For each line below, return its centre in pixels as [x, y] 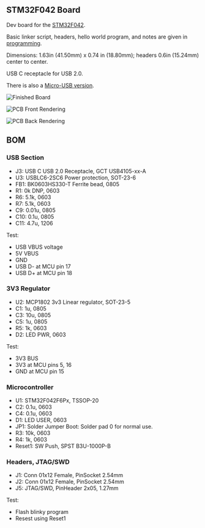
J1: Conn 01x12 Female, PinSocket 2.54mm [69, 475]
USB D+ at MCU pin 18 [43, 273]
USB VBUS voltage [39, 247]
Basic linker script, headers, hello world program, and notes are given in [97, 37]
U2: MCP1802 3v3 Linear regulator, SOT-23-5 [73, 302]
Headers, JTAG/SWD [38, 462]
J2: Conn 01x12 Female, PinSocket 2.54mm [69, 482]
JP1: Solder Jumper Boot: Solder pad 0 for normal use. [84, 427]
